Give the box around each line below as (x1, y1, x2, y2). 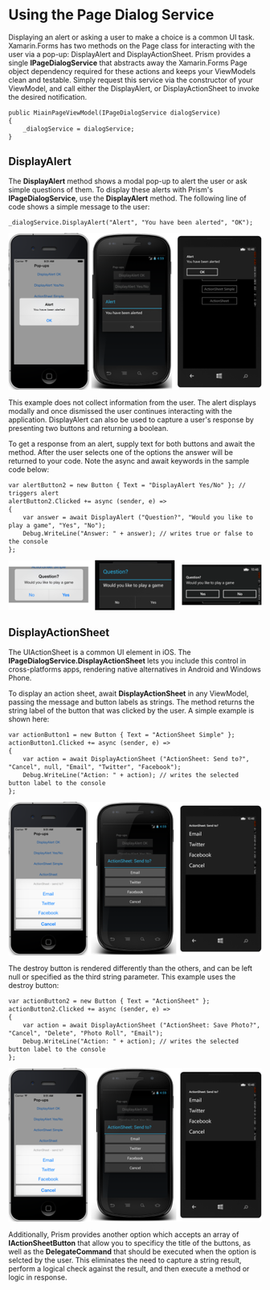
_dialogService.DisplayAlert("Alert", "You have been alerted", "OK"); (8, 218, 253, 226)
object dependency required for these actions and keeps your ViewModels (8, 66, 256, 76)
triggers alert (8, 490, 59, 498)
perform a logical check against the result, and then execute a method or (8, 1263, 250, 1273)
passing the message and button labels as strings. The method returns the (8, 697, 256, 706)
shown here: (8, 714, 50, 724)
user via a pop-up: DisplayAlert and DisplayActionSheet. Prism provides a (8, 49, 252, 59)
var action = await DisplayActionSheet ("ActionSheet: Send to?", (22, 755, 250, 763)
